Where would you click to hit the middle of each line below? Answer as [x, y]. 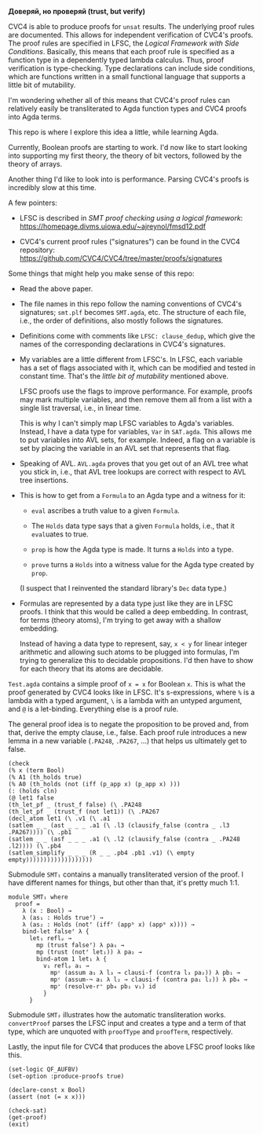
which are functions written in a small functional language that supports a [127, 77]
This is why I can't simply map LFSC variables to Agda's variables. [127, 423]
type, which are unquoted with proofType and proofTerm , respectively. [121, 1031]
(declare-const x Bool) [47, 1090]
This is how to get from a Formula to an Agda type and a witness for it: [132, 495]
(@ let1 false [31, 798]
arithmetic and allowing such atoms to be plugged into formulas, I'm [129, 652]
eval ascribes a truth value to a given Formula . [106, 511]
